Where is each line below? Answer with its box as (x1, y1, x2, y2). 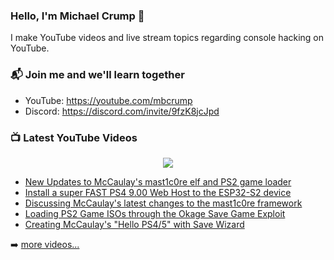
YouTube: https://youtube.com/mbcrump (24, 94, 193, 106)
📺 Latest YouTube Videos (10, 130, 138, 144)
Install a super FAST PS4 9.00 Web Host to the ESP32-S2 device (24, 186, 292, 198)
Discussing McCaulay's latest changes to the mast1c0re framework (24, 197, 303, 209)
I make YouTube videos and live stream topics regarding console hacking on (10, 32, 325, 44)
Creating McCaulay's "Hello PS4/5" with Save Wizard (24, 218, 245, 230)
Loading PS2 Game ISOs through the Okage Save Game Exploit (24, 207, 286, 219)
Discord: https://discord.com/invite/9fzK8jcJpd (24, 105, 220, 117)
